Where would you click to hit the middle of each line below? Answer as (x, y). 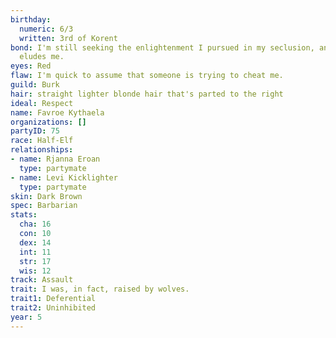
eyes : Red (31, 66)
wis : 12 (35, 271)
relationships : (42, 150)
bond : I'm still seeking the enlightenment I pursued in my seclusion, (162, 47)
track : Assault (42, 280)
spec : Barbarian (44, 206)
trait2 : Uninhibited (53, 308)
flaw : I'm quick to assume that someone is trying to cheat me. (147, 76)
